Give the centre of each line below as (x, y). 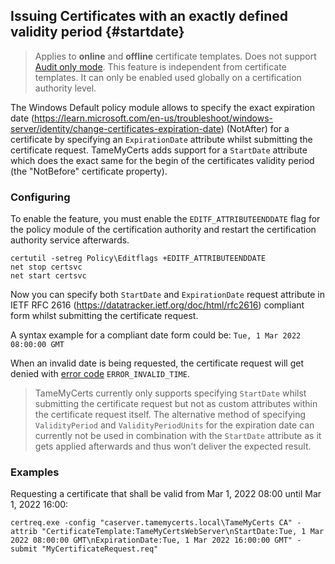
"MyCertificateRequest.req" (100, 549)
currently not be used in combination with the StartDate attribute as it (178, 436)
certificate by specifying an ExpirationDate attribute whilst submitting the (161, 139)
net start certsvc (48, 276)
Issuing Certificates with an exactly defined (149, 16)
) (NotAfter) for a (255, 128)
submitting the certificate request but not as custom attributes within (176, 404)
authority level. (65, 88)
